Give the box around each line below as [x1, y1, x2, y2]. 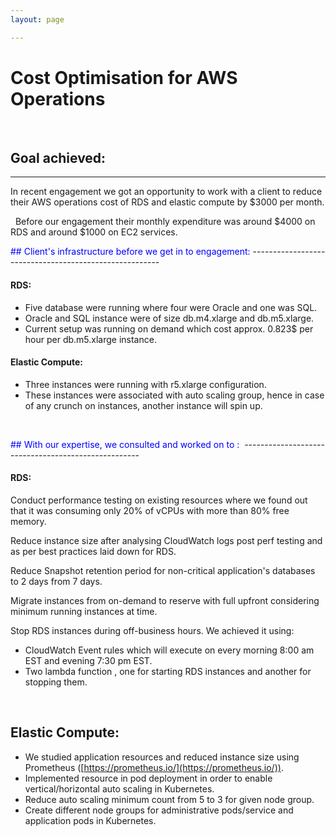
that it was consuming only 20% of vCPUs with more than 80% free [10, 504, 290, 516]
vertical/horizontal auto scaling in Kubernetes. [24, 782, 215, 795]
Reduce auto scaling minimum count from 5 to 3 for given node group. [24, 793, 315, 805]
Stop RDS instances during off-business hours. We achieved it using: [10, 624, 295, 636]
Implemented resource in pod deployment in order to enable [24, 772, 273, 784]
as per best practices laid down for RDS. [10, 545, 177, 557]
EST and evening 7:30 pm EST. [24, 654, 153, 666]
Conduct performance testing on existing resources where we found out [10, 494, 308, 506]
